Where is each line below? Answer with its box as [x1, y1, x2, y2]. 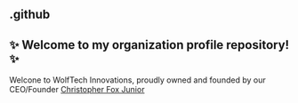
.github [9, 7, 51, 22]
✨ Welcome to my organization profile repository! [9, 37, 290, 52]
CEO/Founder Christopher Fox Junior [9, 84, 145, 95]
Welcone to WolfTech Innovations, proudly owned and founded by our [9, 75, 266, 85]
